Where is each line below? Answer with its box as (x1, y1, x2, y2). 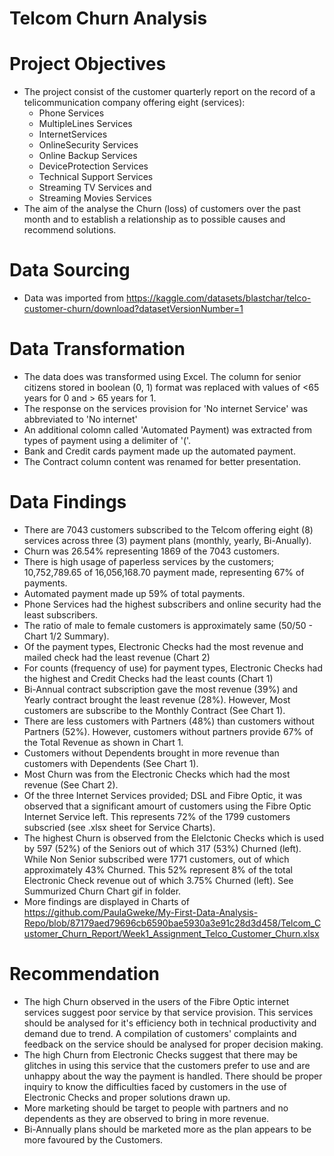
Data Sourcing (9, 259, 131, 282)
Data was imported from (23, 292, 124, 304)
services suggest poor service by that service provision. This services (23, 1006, 314, 1018)
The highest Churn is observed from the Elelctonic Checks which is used (23, 832, 324, 844)
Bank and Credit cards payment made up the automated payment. (23, 445, 296, 457)
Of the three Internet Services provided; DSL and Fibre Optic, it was (23, 789, 303, 801)
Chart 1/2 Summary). (23, 630, 110, 642)
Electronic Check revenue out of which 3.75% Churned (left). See (23, 874, 294, 886)
